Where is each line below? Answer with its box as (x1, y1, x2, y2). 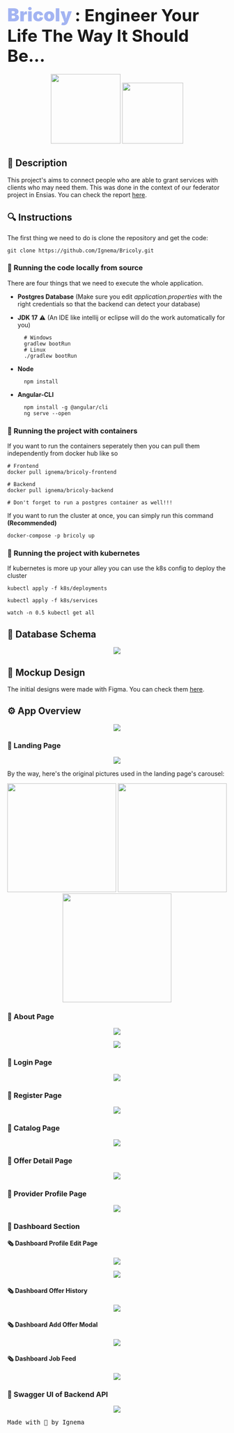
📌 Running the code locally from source (7, 263, 143, 273)
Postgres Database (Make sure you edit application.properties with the (17, 292, 223, 301)
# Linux (24, 346, 47, 353)
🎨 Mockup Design (7, 666, 86, 678)
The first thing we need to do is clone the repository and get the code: (7, 233, 209, 242)
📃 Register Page (7, 1090, 62, 1100)
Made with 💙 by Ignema (7, 1418, 85, 1426)
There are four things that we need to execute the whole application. (7, 279, 204, 287)
